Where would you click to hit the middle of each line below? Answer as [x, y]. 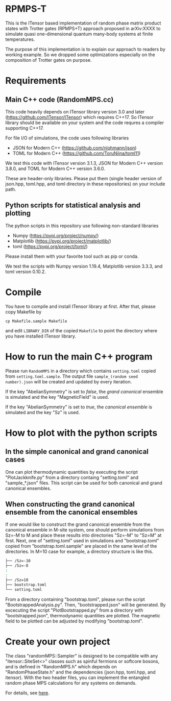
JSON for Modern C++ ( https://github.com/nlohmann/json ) [75, 148]
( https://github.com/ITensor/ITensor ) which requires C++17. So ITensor [80, 117]
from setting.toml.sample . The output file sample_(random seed [71, 376]
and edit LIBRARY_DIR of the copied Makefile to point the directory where [81, 330]
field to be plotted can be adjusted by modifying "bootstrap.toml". [74, 621]
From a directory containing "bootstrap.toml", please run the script [75, 599]
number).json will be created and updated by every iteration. [69, 381]
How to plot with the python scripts [81, 433]
